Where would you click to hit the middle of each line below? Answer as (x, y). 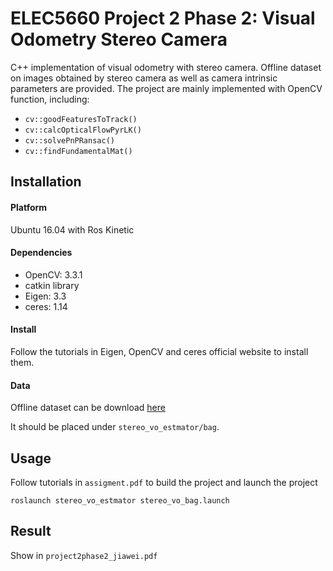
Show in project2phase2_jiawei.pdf (84, 555)
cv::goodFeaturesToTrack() (81, 119)
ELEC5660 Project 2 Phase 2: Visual (163, 18)
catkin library (52, 285)
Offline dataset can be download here (88, 408)
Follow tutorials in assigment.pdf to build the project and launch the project (164, 482)
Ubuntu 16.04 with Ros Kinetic (72, 229)
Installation (46, 182)
